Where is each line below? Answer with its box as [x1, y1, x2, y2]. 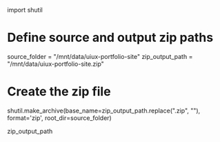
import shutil [7, 6, 43, 14]
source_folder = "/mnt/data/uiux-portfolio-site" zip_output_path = [7, 52, 193, 60]
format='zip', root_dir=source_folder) [7, 113, 112, 122]
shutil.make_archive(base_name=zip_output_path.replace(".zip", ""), [7, 106, 201, 115]
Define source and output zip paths [7, 30, 214, 45]
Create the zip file [7, 84, 112, 99]
